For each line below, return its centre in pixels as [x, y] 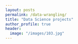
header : [13, 29]
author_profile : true [28, 24]
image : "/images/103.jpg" [37, 33]
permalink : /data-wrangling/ [36, 15]
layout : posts [20, 10]
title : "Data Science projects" [39, 19]
